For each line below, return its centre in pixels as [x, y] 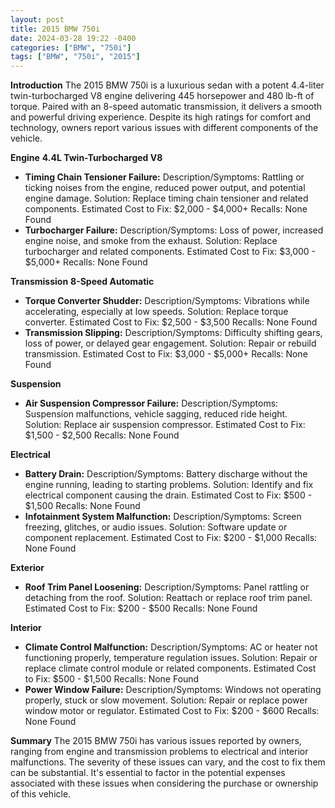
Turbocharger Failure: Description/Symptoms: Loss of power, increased [174, 230]
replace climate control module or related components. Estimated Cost [170, 668]
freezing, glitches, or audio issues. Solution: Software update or [156, 527]
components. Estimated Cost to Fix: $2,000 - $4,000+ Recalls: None [166, 209]
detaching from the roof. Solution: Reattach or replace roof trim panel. [168, 598]
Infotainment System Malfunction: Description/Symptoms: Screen [163, 517]
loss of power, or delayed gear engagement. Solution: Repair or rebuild [170, 343]
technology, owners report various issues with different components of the [164, 128]
